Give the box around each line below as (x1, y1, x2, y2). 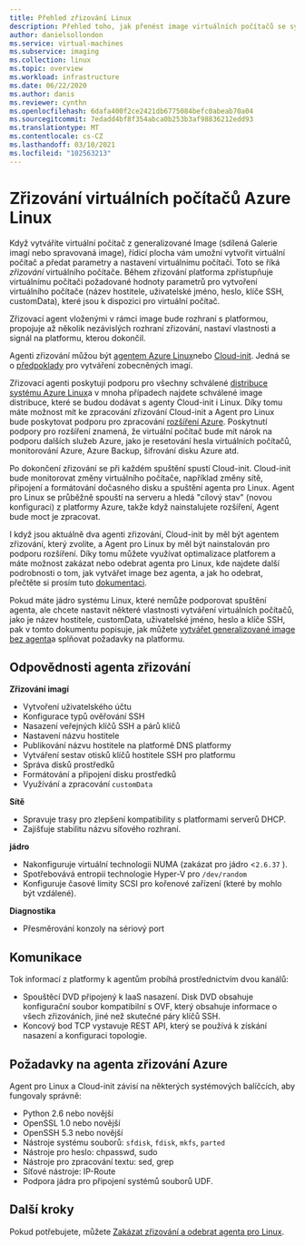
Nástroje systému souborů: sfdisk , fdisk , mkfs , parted (22, 1137, 225, 1148)
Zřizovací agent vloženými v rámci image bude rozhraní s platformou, (9, 313, 269, 324)
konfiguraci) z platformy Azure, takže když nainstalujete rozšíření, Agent (9, 501, 280, 512)
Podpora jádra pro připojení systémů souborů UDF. (22, 1176, 213, 1186)
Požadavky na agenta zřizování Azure (9, 1057, 229, 1072)
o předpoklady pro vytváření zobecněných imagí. (9, 360, 193, 370)
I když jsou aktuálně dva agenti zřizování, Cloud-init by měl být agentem (9, 529, 280, 540)
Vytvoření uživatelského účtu (22, 702, 132, 713)
